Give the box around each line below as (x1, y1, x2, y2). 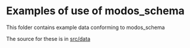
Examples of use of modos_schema (6, 4, 185, 18)
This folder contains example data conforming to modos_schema (6, 24, 165, 31)
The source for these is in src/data (6, 35, 91, 42)
